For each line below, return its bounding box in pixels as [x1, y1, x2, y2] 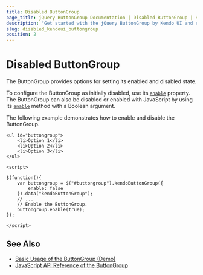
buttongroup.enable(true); [17, 207, 85, 213]
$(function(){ [6, 175, 42, 181]
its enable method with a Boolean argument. [6, 103, 116, 110]
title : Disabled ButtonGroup [6, 8, 80, 15]
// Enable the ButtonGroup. [17, 202, 88, 208]
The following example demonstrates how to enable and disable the [6, 114, 175, 121]
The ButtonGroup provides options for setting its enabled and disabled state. [6, 78, 197, 85]
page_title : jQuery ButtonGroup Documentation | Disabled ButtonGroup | [6, 15, 193, 21]
